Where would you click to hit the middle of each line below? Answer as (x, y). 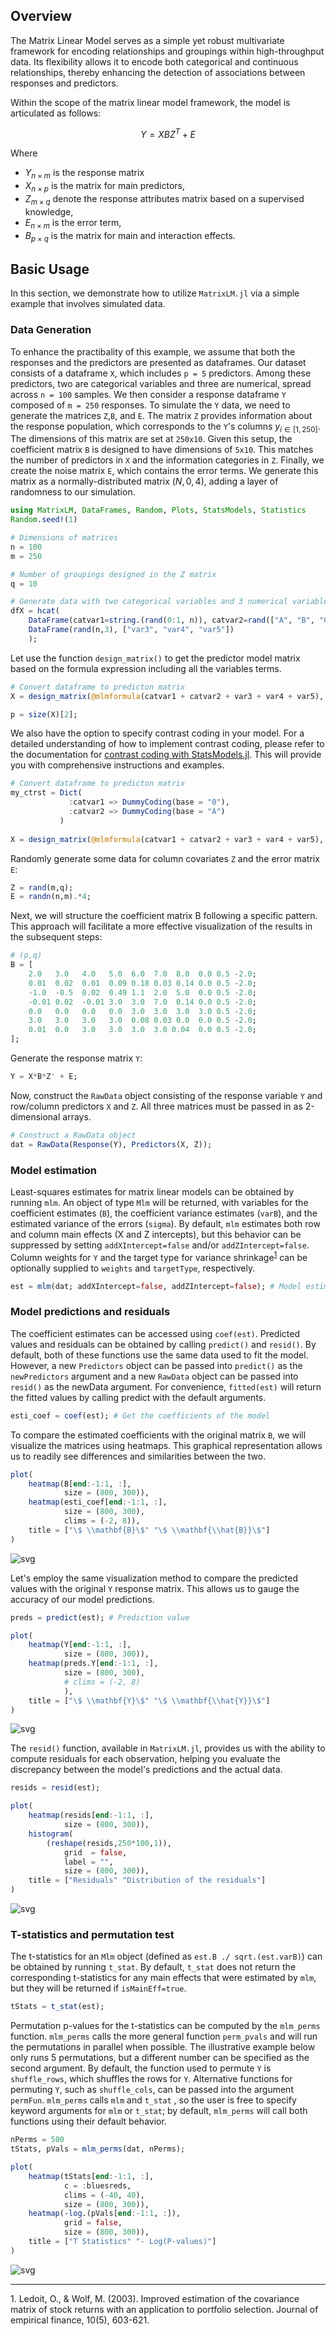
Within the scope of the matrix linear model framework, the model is (150, 102)
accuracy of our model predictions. (82, 1599)
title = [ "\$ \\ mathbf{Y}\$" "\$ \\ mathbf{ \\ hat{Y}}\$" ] (149, 1700)
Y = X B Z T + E (168, 133)
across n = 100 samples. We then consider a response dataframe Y (148, 394)
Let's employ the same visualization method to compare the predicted (154, 1578)
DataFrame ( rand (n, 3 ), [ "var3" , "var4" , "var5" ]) (131, 630)
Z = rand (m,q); (42, 887)
